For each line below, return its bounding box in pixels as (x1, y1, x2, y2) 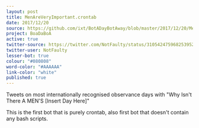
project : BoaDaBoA (6, 31, 52, 37)
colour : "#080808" (6, 58, 52, 64)
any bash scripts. (6, 115, 49, 122)
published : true (6, 75, 46, 81)
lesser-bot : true (6, 53, 49, 59)
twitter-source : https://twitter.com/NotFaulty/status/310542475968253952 (6, 42, 195, 48)
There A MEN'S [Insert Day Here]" (6, 97, 90, 104)
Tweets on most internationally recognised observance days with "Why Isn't (6, 91, 192, 98)
